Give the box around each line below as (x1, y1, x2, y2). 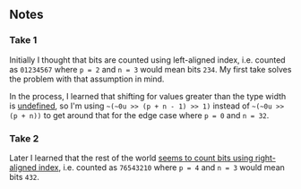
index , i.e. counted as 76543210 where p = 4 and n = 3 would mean (39, 161, 285, 173)
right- (254, 152, 276, 163)
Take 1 (9, 34, 38, 47)
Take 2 (9, 132, 39, 144)
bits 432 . (9, 171, 40, 182)
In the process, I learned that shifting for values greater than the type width (9, 90, 287, 101)
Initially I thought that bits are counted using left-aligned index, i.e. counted (9, 54, 286, 65)
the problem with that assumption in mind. (9, 73, 165, 84)
